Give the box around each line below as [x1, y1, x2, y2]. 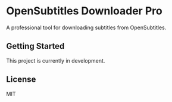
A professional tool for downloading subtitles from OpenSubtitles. [6, 24, 167, 31]
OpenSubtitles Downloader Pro [6, 4, 162, 18]
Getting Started [6, 41, 65, 51]
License [6, 75, 36, 85]
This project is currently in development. [6, 57, 105, 64]
